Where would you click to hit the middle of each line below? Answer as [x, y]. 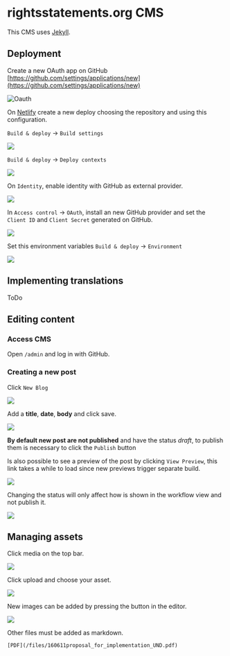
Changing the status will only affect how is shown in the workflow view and [114, 494]
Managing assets [45, 536]
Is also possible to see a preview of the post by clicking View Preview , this [113, 461]
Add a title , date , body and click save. [62, 413]
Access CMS [29, 339]
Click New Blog [28, 387]
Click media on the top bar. [46, 553]
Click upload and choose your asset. [59, 580]
